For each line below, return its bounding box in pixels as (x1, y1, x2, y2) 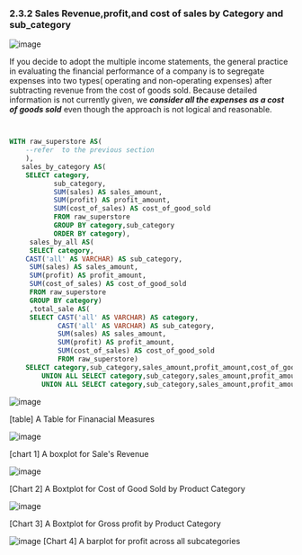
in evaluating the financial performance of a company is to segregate (9, 66, 265, 76)
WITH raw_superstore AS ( (9, 138, 102, 147)
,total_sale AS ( (29, 304, 91, 313)
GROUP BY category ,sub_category (53, 221, 175, 230)
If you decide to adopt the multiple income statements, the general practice (9, 57, 289, 67)
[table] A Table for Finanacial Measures (9, 413, 155, 425)
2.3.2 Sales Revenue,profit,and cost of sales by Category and (9, 7, 284, 20)
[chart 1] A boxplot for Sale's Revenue (9, 448, 149, 459)
